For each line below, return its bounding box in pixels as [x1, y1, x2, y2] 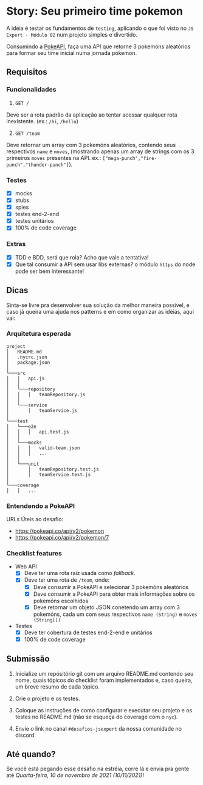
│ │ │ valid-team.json [6, 444, 80, 451]
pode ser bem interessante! [15, 267, 84, 275]
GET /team [15, 130, 41, 137]
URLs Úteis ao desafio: [6, 516, 64, 523]
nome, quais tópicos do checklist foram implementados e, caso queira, [15, 676, 193, 684]
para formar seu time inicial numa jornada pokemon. [6, 49, 137, 56]
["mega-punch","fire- [102, 155, 157, 161]
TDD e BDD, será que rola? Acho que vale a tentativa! [15, 253, 149, 261]
